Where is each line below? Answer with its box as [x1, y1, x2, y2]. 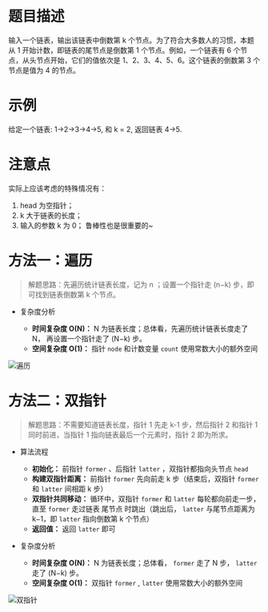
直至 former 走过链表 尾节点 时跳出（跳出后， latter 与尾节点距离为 [31, 504, 256, 513]
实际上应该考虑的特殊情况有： [8, 183, 106, 193]
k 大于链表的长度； [19, 210, 82, 220]
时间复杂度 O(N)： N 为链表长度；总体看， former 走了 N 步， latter [31, 558, 258, 567]
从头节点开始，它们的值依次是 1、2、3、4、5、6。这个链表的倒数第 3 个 [22, 55, 261, 65]
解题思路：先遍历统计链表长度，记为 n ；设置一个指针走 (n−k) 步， [27, 280, 248, 289]
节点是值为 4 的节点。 [8, 65, 80, 74]
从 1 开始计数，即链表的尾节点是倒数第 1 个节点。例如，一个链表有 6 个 [8, 45, 241, 54]
